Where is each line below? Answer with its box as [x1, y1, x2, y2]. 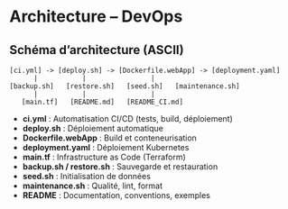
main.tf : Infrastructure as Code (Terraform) [22, 151, 187, 162]
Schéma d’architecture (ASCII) [9, 42, 184, 58]
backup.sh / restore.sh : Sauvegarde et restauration [22, 161, 218, 172]
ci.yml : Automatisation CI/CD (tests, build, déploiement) [22, 114, 233, 123]
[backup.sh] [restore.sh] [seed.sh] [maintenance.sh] [9, 82, 241, 91]
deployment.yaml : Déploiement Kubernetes [22, 142, 190, 152]
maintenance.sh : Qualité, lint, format [22, 180, 163, 191]
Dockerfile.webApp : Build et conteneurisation [22, 132, 197, 143]
